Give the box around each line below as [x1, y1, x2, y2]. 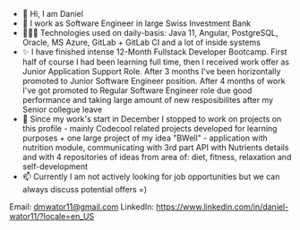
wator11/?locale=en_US [9, 211, 95, 221]
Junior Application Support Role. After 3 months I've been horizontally [21, 66, 281, 76]
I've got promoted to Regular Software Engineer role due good [21, 85, 253, 96]
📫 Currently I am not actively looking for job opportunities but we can [21, 171, 280, 182]
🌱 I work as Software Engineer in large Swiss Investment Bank [21, 18, 252, 29]
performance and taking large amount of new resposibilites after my [21, 95, 274, 105]
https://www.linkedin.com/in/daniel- [156, 201, 289, 212]
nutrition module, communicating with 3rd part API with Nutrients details [21, 142, 289, 152]
